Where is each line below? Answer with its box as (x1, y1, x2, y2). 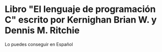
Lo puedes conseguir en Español (5, 41, 73, 47)
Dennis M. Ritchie (5, 25, 80, 36)
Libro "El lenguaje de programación (5, 3, 156, 15)
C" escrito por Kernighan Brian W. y (5, 14, 157, 25)
